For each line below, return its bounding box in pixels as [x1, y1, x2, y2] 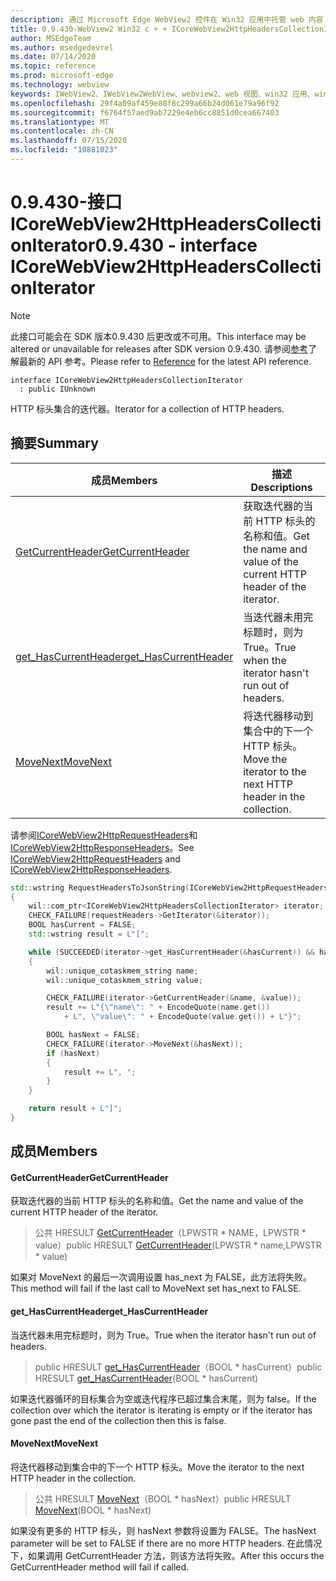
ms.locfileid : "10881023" [10, 145, 118, 155]
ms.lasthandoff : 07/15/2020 [10, 136, 128, 146]
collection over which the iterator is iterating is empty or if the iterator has [10, 1404, 313, 1416]
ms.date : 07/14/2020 [10, 52, 97, 62]
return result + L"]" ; [28, 1104, 123, 1114]
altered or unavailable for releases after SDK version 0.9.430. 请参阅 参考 [10, 342, 309, 355]
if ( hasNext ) [46, 1048, 101, 1058]
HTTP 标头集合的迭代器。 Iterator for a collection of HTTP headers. [10, 402, 285, 415]
